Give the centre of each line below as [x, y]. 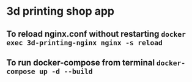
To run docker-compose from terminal [80, 62]
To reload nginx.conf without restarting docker [96, 34]
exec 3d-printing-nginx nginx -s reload [85, 43]
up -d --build [66, 71]
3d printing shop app [61, 11]
